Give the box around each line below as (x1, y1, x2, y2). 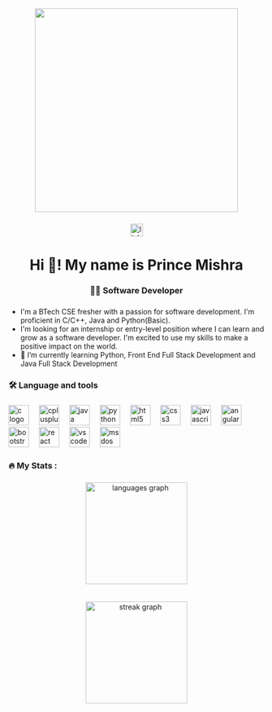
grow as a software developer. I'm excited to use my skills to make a (19, 332, 248, 342)
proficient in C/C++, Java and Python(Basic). (19, 315, 171, 325)
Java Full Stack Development (19, 358, 118, 368)
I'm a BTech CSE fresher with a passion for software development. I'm (19, 306, 255, 316)
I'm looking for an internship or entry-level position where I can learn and (19, 323, 265, 333)
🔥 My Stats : (8, 459, 58, 471)
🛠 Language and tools (8, 379, 99, 390)
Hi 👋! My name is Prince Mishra (29, 256, 244, 275)
